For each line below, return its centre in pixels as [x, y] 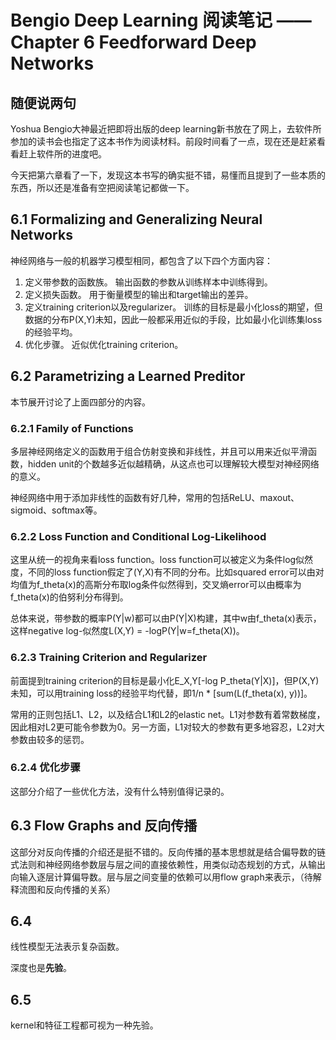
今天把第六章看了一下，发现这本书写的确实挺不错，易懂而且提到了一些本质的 [168, 175]
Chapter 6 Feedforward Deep [133, 42]
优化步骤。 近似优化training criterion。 [104, 344]
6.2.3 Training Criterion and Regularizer [109, 658]
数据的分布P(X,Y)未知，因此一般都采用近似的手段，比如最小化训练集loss [173, 319]
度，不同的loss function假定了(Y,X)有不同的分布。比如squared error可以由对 [167, 572]
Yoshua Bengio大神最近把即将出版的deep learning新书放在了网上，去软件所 [166, 129]
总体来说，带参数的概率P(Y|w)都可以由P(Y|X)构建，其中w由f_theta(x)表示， [166, 618]
